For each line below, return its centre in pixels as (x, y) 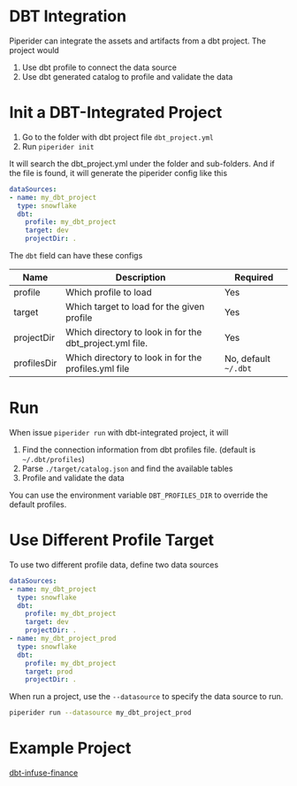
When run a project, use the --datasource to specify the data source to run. (146, 697)
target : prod (49, 671)
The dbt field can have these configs (76, 255)
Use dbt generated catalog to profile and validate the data (127, 76)
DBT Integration (68, 16)
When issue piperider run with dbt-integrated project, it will (119, 432)
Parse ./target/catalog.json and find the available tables (127, 468)
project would (34, 50)
